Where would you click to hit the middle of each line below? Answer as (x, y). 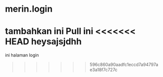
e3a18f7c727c (104, 70)
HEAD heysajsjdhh (43, 42)
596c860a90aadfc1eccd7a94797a (124, 65)
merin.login (29, 9)
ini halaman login (22, 55)
